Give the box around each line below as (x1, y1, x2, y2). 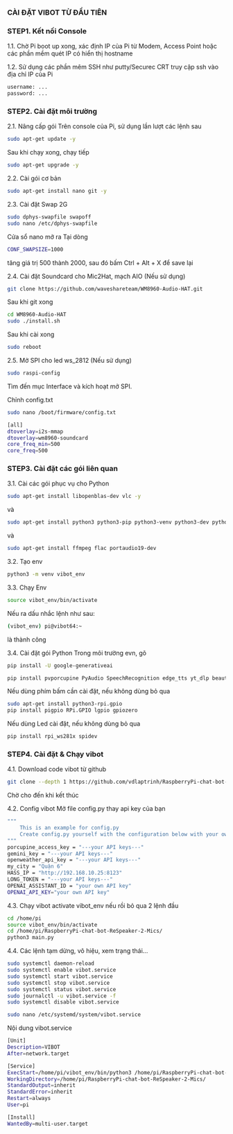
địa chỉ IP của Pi (7, 70, 53, 78)
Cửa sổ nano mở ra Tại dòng (7, 232, 88, 241)
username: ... (7, 84, 49, 91)
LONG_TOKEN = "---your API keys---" (7, 876, 113, 883)
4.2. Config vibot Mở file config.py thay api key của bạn (7, 805, 166, 813)
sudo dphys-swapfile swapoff (7, 213, 92, 221)
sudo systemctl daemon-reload (7, 960, 95, 968)
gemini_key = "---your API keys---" (7, 850, 113, 857)
